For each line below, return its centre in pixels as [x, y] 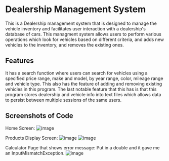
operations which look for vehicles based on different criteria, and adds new [85, 39]
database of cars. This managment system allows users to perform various [83, 34]
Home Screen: [20, 128]
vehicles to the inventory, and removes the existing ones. [65, 45]
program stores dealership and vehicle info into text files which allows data [83, 94]
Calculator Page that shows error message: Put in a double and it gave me [82, 147]
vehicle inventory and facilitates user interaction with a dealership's [75, 28]
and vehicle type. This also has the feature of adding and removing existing [84, 84]
